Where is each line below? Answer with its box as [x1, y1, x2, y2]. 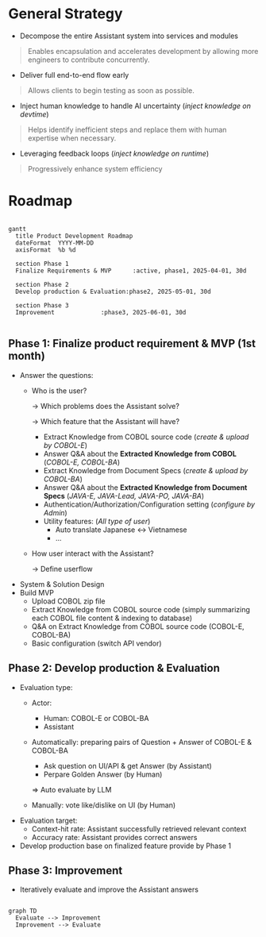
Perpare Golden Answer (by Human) [43, 769, 163, 779]
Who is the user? [31, 386, 87, 395]
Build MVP [19, 588, 54, 597]
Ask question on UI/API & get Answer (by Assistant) [43, 761, 212, 770]
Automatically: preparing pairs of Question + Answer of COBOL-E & [31, 737, 253, 746]
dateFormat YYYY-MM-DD [15, 239, 94, 247]
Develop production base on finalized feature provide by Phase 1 [19, 841, 232, 850]
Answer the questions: [19, 370, 94, 380]
